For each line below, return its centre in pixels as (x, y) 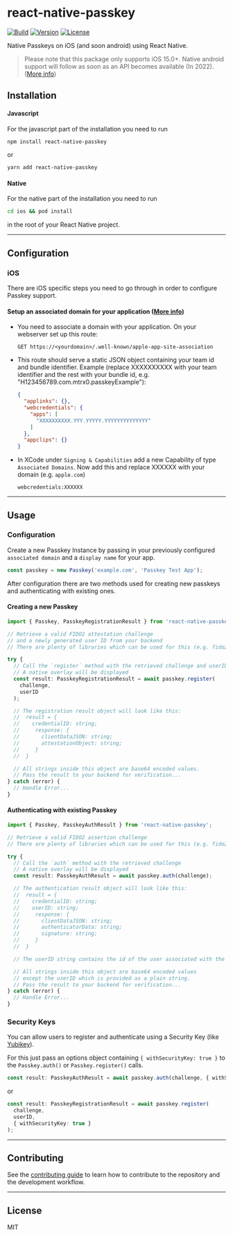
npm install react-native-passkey (57, 142)
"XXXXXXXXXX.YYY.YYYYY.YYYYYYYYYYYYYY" (93, 421)
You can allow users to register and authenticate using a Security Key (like (113, 1037)
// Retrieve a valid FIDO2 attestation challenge (80, 634)
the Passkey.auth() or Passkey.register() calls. (75, 1065)
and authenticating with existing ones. (61, 591)
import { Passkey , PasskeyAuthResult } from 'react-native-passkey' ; (110, 825)
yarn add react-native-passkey (52, 168)
